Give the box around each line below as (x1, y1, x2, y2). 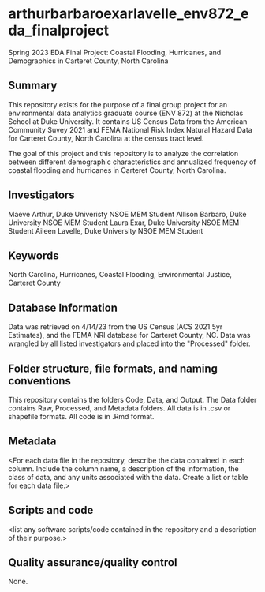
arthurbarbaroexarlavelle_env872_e (8, 5, 249, 23)
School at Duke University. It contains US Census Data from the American (8, 116, 248, 126)
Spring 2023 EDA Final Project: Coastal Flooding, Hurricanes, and (8, 47, 222, 57)
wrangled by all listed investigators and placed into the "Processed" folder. (8, 339, 251, 348)
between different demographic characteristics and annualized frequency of (8, 157, 256, 167)
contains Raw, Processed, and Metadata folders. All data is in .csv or (8, 403, 231, 413)
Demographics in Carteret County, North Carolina (8, 56, 169, 66)
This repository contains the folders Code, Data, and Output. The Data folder (8, 395, 257, 404)
